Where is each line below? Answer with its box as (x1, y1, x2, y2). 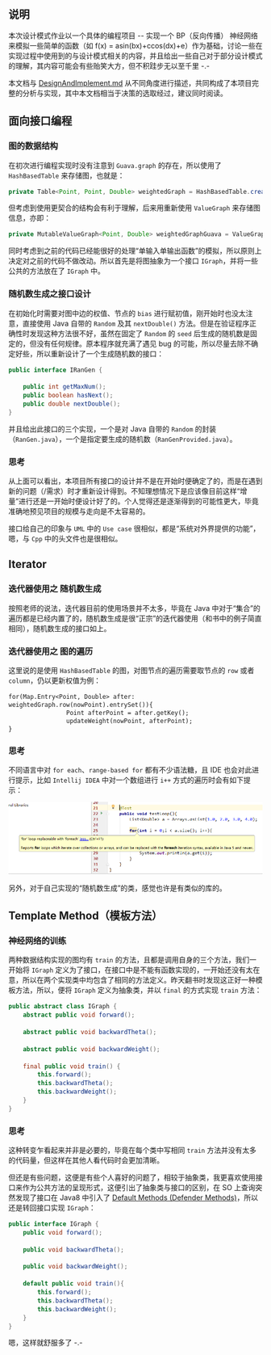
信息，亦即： (8, 213, 51, 223)
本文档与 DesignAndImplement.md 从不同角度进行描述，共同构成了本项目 (8, 78, 252, 87)
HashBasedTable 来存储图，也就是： (8, 170, 125, 180)
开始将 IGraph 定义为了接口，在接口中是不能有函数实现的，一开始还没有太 (8, 965, 253, 975)
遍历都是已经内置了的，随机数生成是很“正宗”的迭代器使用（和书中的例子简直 (8, 613, 262, 623)
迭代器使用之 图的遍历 (8, 646, 94, 657)
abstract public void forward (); (23, 1011, 135, 1020)
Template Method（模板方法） (8, 909, 163, 923)
